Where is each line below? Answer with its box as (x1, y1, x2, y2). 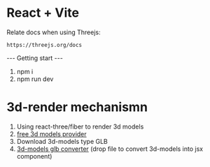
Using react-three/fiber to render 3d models (16, 122, 144, 131)
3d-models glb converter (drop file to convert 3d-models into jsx (16, 145, 204, 153)
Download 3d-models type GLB (16, 137, 108, 145)
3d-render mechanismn (6, 99, 148, 115)
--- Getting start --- (6, 54, 64, 62)
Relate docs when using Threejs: (6, 28, 101, 36)
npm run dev (16, 75, 54, 83)
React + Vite (6, 5, 80, 21)
